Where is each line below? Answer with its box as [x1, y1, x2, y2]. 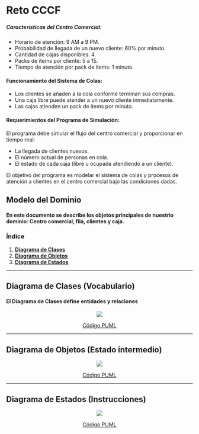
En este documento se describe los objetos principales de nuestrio [6, 211, 174, 218]
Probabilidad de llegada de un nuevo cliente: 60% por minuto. [14, 45, 166, 52]
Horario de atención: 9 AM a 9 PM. [14, 38, 99, 46]
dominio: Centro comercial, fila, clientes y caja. [6, 217, 124, 225]
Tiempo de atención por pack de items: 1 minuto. [14, 63, 134, 71]
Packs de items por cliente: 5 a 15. [14, 57, 98, 65]
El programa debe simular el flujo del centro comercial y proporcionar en [6, 130, 184, 137]
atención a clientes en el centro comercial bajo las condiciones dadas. [6, 178, 178, 185]
